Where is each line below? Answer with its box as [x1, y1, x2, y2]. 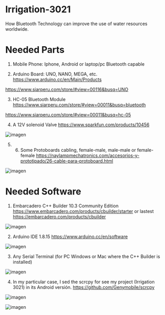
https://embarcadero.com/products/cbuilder [12, 213, 106, 220]
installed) [12, 259, 32, 265]
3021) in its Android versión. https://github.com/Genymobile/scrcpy [12, 284, 155, 290]
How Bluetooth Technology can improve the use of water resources [5, 21, 148, 27]
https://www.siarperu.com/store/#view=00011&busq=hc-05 [5, 111, 131, 117]
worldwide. [5, 26, 29, 32]
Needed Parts [5, 44, 65, 56]
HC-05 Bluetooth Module [12, 96, 66, 102]
